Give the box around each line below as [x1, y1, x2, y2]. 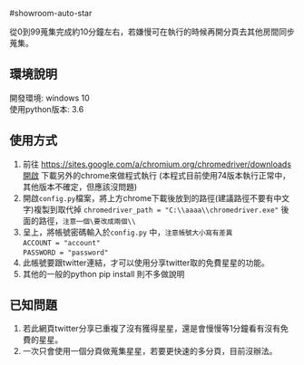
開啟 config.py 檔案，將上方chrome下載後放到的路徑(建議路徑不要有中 [22, 192, 282, 203]
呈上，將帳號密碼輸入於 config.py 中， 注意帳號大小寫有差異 [22, 226, 233, 237]
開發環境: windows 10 [9, 92, 91, 103]
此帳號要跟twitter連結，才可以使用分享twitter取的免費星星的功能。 [22, 257, 270, 268]
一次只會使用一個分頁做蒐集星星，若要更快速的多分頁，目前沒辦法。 [22, 346, 278, 357]
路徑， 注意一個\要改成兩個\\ [38, 215, 136, 226]
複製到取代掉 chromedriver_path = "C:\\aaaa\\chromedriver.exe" [33, 204, 279, 215]
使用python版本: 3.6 [9, 103, 84, 114]
